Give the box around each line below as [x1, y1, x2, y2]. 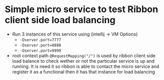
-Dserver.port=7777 [19, 37, 62, 43]
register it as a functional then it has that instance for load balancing [12, 68, 155, 74]
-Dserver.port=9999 [19, 48, 62, 53]
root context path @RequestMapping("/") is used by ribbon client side [12, 52, 156, 59]
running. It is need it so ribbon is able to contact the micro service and [12, 63, 159, 69]
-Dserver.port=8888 [19, 43, 62, 48]
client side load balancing [5, 14, 116, 26]
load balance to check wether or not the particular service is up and [12, 58, 155, 64]
